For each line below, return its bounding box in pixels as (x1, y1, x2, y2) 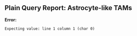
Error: (4, 17, 17, 22)
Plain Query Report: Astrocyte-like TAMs (4, 4, 132, 12)
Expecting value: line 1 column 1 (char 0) (4, 26, 95, 31)
